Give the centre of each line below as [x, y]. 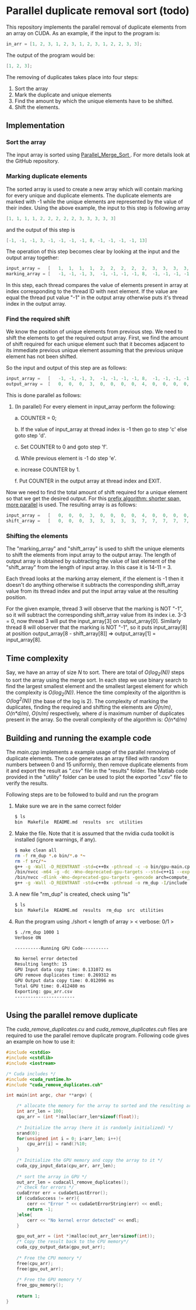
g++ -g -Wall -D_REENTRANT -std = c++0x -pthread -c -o [81, 867]
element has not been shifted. [42, 357]
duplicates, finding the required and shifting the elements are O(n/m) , [89, 707]
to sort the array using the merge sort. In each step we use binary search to [97, 680]
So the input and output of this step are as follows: [66, 368]
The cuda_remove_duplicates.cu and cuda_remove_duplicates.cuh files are [97, 1029]
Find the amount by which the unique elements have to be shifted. [94, 101]
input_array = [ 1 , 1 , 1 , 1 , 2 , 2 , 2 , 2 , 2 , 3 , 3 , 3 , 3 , [98, 269]
